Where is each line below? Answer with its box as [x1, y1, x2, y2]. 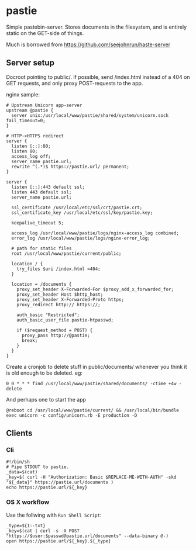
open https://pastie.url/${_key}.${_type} [6, 538, 111, 544]
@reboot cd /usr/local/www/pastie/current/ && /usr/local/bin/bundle [6, 407, 180, 413]
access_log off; [11, 153, 51, 159]
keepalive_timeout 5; [11, 220, 64, 226]
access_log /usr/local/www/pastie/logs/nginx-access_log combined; [11, 230, 180, 236]
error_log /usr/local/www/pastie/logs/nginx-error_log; [11, 235, 150, 241]
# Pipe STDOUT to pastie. [6, 464, 69, 470]
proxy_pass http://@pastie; [21, 332, 91, 338]
